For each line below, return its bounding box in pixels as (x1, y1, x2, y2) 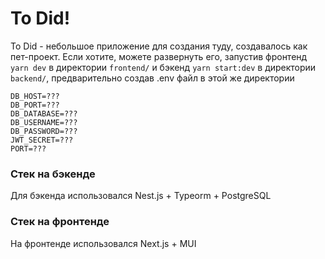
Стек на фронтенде (10, 215, 110, 229)
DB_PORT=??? (10, 100, 60, 110)
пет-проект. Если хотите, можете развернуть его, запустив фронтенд (10, 50, 308, 62)
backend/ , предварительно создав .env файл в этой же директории (10, 72, 295, 84)
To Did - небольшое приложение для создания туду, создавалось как (10, 40, 308, 52)
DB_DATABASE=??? (10, 108, 78, 119)
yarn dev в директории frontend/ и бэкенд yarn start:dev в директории (10, 61, 317, 73)
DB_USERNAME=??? (10, 117, 78, 127)
